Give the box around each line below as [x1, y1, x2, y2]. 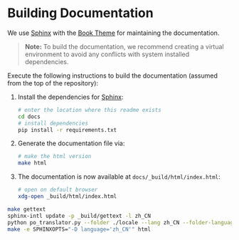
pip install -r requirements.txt [17, 126, 117, 133]
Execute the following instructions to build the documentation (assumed [7, 71, 218, 80]
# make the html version [17, 153, 92, 160]
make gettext [7, 205, 46, 213]
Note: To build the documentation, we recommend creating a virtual [24, 42, 224, 51]
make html [17, 160, 48, 167]
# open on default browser [17, 187, 98, 194]
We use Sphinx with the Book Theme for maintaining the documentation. [7, 28, 220, 37]
